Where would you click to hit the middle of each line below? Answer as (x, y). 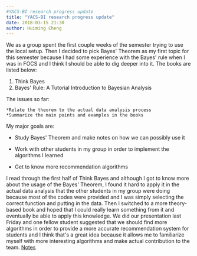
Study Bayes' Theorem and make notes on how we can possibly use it (100, 138)
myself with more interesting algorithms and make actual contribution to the (98, 241)
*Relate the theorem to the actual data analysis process (79, 110)
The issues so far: (28, 99)
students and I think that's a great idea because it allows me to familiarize (95, 235)
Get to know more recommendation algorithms (71, 167)
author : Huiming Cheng (34, 28)
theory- (178, 203)
